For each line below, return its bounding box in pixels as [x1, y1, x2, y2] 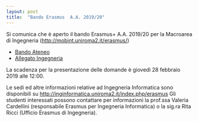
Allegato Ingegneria [14, 54, 64, 62]
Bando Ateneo [14, 48, 50, 55]
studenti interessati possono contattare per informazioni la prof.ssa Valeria [6, 96, 189, 104]
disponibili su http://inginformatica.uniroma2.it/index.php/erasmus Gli [6, 90, 177, 97]
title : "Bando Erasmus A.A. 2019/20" [6, 14, 105, 20]
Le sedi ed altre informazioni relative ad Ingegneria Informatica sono [6, 84, 174, 91]
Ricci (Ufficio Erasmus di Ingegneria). [6, 109, 98, 116]
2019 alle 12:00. [6, 72, 45, 79]
